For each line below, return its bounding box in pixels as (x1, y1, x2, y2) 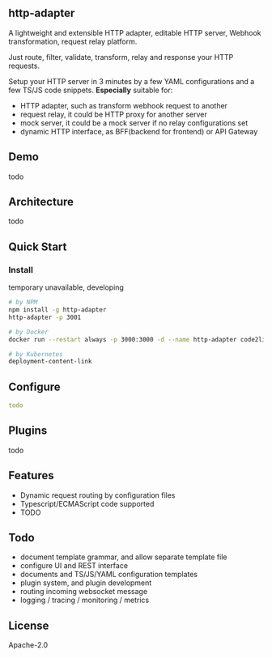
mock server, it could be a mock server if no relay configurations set (19, 117, 249, 128)
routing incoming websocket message (19, 587, 148, 596)
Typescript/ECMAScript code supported (19, 499, 155, 508)
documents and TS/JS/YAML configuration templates (19, 570, 198, 579)
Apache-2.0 (8, 640, 49, 650)
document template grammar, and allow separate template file (19, 552, 227, 562)
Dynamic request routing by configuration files (19, 490, 176, 500)
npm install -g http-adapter (8, 306, 107, 314)
